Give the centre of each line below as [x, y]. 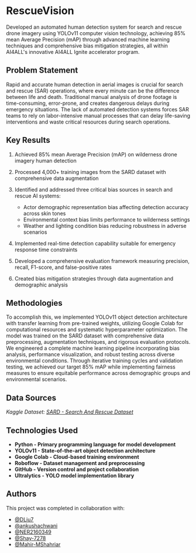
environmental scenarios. [37, 380]
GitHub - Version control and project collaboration [77, 469]
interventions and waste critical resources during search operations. [88, 122]
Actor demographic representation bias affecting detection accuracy [106, 207]
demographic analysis [41, 285]
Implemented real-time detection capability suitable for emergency [95, 243]
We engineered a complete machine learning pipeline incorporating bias [93, 348]
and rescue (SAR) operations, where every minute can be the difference [93, 91]
